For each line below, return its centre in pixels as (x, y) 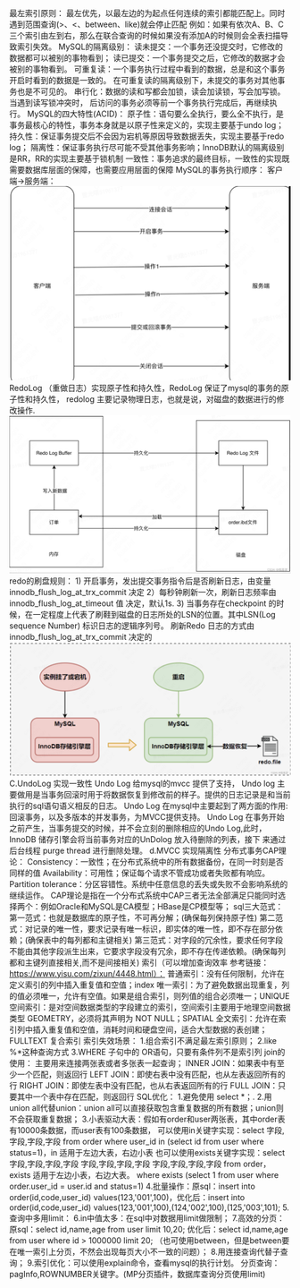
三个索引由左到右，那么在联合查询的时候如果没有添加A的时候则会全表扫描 (145, 35)
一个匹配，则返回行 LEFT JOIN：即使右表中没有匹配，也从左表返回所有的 (151, 1074)
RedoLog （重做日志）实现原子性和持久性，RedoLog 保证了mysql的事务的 (145, 388)
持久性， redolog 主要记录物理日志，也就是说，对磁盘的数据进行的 (154, 399)
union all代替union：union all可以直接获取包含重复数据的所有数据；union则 (146, 1107)
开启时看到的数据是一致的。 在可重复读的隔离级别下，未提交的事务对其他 (143, 80)
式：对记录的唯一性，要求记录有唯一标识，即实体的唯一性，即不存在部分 (142, 928)
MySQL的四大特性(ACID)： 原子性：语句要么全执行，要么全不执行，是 (155, 114)
